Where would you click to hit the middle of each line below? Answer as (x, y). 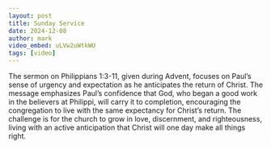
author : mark (30, 38)
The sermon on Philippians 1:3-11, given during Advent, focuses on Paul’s (130, 76)
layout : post (30, 16)
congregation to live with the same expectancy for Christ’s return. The (125, 110)
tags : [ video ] (32, 53)
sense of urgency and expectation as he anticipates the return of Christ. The (136, 85)
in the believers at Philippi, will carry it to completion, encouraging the (125, 102)
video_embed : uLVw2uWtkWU (52, 46)
